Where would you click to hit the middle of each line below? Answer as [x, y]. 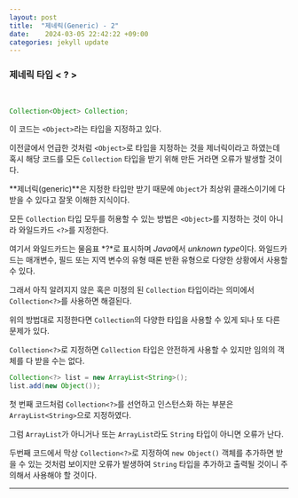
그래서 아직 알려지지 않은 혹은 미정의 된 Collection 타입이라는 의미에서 [132, 290]
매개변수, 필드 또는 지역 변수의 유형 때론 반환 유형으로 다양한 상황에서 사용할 [157, 260]
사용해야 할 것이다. [65, 475]
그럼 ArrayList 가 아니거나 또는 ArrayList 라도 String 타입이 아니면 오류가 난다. [146, 434]
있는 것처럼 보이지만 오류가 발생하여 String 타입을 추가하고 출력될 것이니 [153, 464]
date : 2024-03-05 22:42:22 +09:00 [79, 34]
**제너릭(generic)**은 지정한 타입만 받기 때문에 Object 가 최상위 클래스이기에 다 [147, 189]
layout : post [33, 17]
